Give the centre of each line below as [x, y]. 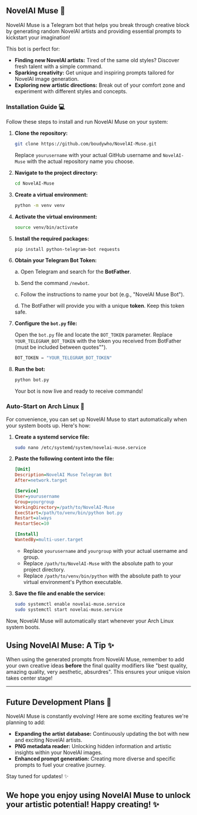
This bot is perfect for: [33, 49]
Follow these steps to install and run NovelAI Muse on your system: [87, 122]
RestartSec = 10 [32, 524]
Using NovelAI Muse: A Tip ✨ [60, 646]
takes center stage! [29, 678]
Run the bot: [30, 369]
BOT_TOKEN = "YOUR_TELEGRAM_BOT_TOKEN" [63, 358]
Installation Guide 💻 [36, 107]
